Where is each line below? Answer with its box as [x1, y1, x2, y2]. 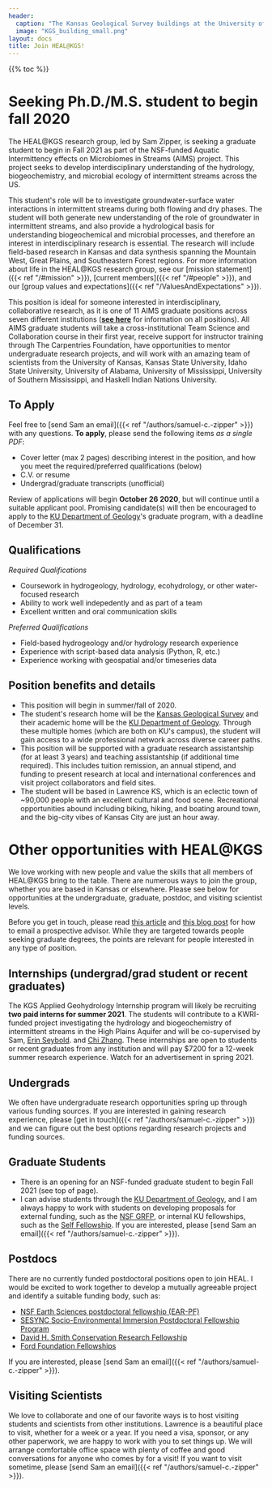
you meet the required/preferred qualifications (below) [19, 461, 202, 471]
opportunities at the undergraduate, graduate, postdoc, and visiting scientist [8, 893, 263, 903]
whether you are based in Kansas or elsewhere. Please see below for [8, 884, 239, 894]
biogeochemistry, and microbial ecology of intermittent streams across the [8, 171, 257, 181]
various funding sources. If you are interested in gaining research [8, 1106, 227, 1116]
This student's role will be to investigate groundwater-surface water [8, 195, 235, 205]
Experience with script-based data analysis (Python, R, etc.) [19, 646, 221, 656]
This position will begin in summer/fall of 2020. [19, 700, 176, 710]
